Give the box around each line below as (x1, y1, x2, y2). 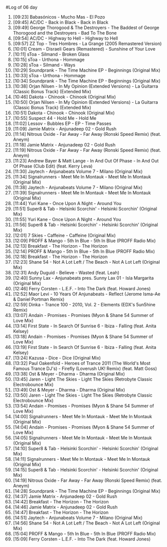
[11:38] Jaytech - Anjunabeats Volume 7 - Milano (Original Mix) (13, 185, 143, 190)
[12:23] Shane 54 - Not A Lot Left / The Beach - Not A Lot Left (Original (13, 259, 160, 265)
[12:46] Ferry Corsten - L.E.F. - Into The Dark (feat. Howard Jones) (13, 286, 151, 291)
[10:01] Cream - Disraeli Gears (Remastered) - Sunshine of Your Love (13, 46, 156, 52)
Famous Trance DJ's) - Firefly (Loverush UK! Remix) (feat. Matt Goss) (13, 366, 157, 372)
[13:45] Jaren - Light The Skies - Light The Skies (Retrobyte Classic (13, 376, 152, 382)
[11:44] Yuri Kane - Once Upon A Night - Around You (13, 201, 122, 206)
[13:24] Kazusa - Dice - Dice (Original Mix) (13, 355, 101, 360)
